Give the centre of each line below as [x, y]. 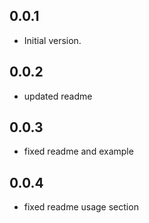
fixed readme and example [78, 151]
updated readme [58, 96]
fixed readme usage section [81, 207]
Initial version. [52, 40]
